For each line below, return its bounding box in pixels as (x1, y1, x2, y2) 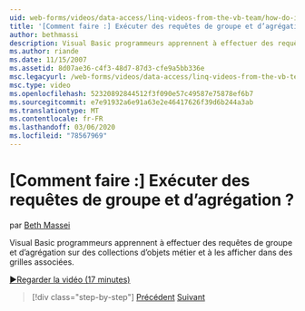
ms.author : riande (9, 47, 79, 56)
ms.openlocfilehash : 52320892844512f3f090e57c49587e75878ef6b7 (9, 89, 254, 98)
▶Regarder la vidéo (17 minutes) (9, 274, 131, 285)
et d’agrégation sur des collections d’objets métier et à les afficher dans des (9, 247, 293, 258)
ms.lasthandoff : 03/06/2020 (9, 123, 116, 132)
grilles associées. (9, 256, 74, 267)
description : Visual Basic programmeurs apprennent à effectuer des (9, 38, 274, 48)
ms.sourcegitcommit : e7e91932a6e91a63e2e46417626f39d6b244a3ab (9, 97, 254, 107)
